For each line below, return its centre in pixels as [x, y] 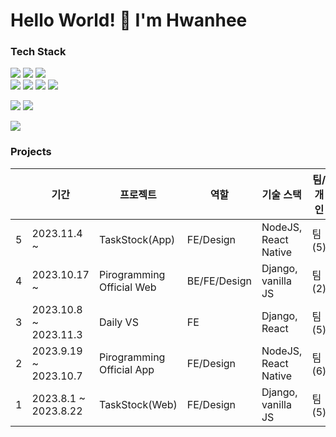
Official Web [127, 287]
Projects [31, 152]
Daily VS [118, 322]
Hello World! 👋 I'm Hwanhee [129, 20]
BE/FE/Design [219, 281]
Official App [126, 369]
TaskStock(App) [137, 239]
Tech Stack [38, 52]
